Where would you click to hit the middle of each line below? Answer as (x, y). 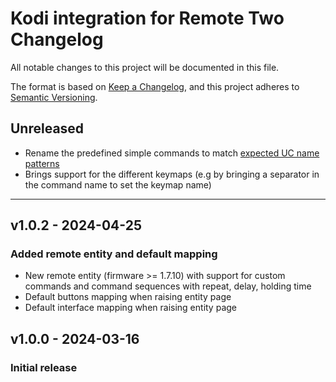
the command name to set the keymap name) (118, 184)
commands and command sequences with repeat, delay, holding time (168, 286)
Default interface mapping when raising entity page (130, 308)
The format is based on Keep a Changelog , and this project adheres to (155, 86)
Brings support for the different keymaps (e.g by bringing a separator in (172, 174)
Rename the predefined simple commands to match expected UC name (172, 153)
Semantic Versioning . (54, 97)
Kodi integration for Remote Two (147, 18)
